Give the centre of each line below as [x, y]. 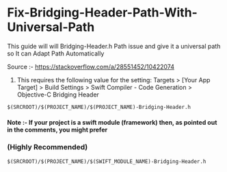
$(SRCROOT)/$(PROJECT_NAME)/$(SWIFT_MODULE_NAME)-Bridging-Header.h [107, 161]
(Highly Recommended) [48, 147]
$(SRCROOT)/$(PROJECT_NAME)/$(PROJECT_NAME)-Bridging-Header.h [99, 107]
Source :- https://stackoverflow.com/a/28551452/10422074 [91, 66]
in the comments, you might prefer [57, 130]
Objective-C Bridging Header [58, 95]
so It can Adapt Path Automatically [56, 53]
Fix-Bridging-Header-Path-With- [103, 13]
